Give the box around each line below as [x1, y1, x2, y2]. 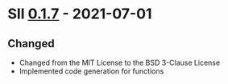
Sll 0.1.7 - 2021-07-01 [7, 5, 152, 23]
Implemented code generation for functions [19, 66, 164, 76]
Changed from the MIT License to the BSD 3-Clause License [19, 58, 221, 67]
